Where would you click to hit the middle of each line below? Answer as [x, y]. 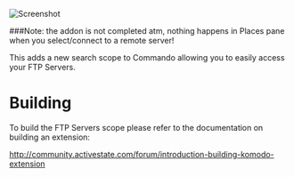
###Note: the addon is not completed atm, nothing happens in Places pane [147, 31]
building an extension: [50, 137]
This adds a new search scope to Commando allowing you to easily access [147, 57]
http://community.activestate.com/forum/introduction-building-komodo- [142, 154]
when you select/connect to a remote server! [92, 40]
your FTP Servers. [42, 67]
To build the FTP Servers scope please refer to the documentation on [136, 127]
